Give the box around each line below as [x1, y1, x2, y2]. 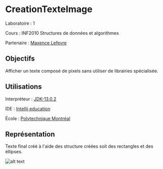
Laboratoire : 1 [5, 20, 35, 26]
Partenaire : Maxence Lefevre [5, 39, 67, 46]
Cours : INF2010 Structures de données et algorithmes [5, 30, 119, 36]
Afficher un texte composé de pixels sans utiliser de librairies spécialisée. [5, 68, 158, 74]
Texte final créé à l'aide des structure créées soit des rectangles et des [5, 143, 153, 149]
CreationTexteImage [5, 4, 93, 15]
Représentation [5, 130, 55, 138]
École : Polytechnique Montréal [5, 115, 71, 122]
